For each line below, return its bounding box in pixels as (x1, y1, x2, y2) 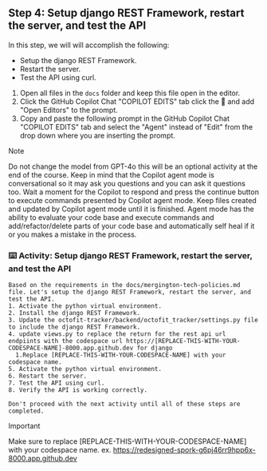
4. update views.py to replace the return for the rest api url (8, 330, 226, 338)
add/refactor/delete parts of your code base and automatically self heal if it (8, 221, 255, 230)
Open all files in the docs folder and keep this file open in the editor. (19, 88, 241, 98)
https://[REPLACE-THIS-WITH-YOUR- (126, 337, 241, 345)
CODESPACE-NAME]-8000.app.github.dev (8, 344, 134, 353)
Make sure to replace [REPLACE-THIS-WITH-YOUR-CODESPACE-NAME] (8, 437, 247, 446)
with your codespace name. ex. (8, 445, 112, 455)
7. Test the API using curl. (8, 379, 105, 387)
